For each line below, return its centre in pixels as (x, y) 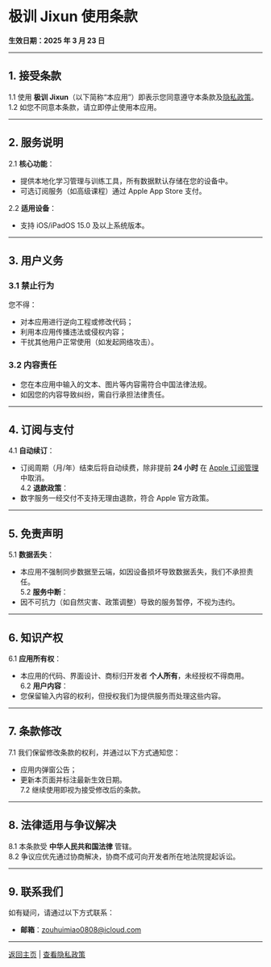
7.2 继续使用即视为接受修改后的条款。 (82, 789)
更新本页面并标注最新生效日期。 (73, 780)
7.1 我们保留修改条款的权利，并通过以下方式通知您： (94, 752)
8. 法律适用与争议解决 (63, 825)
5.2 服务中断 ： (44, 592)
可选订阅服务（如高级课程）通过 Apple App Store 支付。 (113, 191)
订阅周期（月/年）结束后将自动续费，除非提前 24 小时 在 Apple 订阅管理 (140, 468)
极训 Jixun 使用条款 (73, 17)
